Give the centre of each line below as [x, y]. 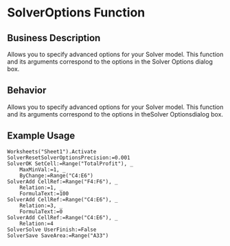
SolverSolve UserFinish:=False [52, 230]
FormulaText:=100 [44, 193]
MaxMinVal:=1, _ [43, 169]
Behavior [27, 90]
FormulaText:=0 [41, 211]
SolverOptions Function [76, 13]
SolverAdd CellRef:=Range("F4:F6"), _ [62, 182]
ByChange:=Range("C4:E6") [57, 175]
